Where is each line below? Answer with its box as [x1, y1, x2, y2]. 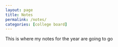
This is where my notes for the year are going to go [5, 36, 113, 42]
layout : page [5, 7, 33, 13]
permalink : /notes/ [5, 17, 47, 22]
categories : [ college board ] [5, 21, 67, 27]
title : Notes [5, 12, 33, 17]
